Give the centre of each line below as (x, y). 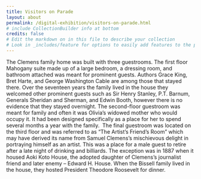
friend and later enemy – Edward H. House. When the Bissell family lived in (98, 163)
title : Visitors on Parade (40, 12)
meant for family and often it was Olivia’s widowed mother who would (92, 112)
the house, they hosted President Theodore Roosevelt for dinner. (86, 169)
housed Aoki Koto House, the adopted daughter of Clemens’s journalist (94, 157)
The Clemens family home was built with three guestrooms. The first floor (97, 62)
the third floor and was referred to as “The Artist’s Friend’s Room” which (95, 131)
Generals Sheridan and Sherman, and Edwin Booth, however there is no (95, 100)
